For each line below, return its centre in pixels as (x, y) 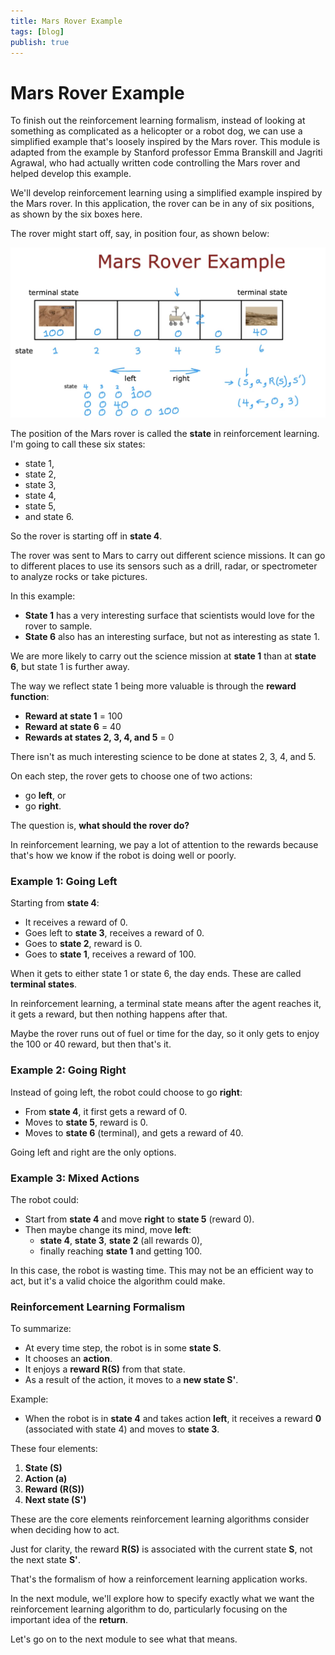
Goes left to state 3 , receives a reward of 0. (114, 933)
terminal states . (44, 984)
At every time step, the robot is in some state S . (123, 1348)
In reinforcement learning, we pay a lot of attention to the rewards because (164, 844)
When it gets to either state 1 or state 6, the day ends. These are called (156, 974)
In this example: (43, 596)
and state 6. (49, 516)
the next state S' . (45, 1560)
